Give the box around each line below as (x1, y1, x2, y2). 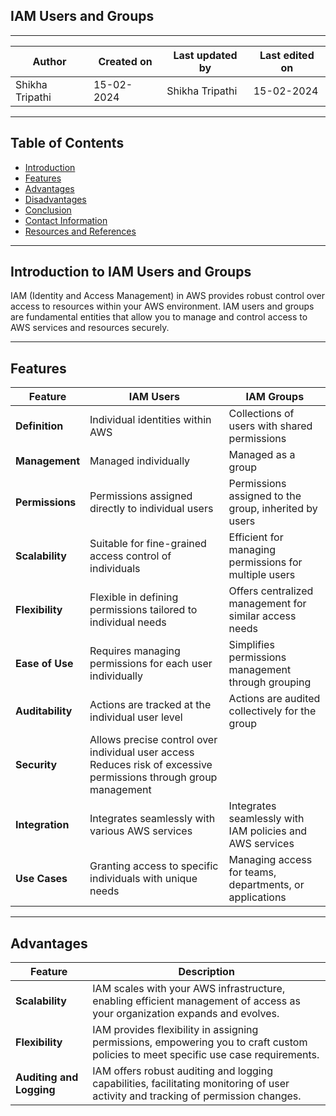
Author (32, 54, 67, 68)
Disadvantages (24, 193, 87, 205)
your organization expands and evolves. (92, 1007, 280, 1021)
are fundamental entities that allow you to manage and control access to (10, 311, 308, 323)
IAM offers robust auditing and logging (92, 1064, 273, 1078)
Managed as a (228, 448, 296, 462)
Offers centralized (228, 584, 314, 598)
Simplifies (228, 638, 275, 652)
